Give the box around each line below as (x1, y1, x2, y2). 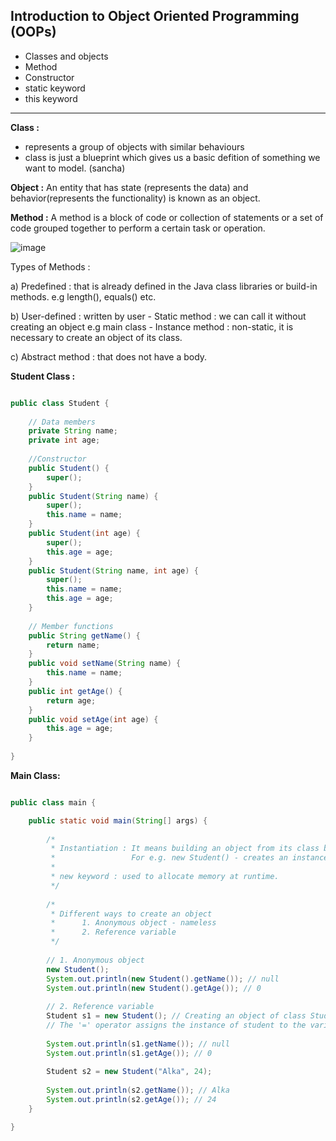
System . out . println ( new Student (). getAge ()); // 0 (46, 983, 262, 993)
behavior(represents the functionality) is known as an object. (10, 192, 261, 204)
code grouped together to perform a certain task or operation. (10, 222, 266, 234)
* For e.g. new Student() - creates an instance (50, 853, 329, 863)
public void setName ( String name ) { (28, 659, 182, 669)
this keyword (24, 92, 78, 104)
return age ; (46, 695, 97, 706)
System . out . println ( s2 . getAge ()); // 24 (46, 1095, 217, 1105)
